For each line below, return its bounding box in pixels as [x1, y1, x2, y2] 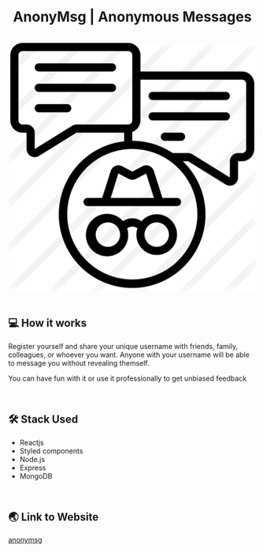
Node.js [19, 454, 46, 464]
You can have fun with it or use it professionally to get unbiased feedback [8, 374, 247, 383]
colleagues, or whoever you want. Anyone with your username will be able [8, 350, 250, 359]
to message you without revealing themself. [8, 358, 150, 367]
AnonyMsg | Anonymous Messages [13, 8, 252, 26]
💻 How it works [8, 317, 87, 330]
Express [19, 463, 46, 472]
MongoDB [19, 471, 53, 481]
